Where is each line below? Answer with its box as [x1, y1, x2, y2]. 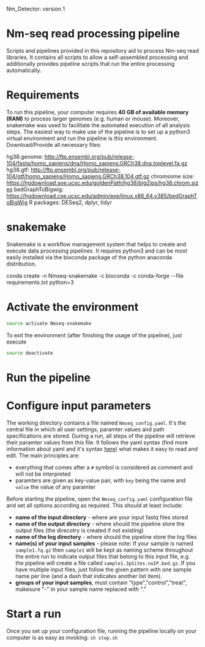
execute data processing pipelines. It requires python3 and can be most [6, 247, 188, 254]
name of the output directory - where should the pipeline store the [15, 520, 185, 527]
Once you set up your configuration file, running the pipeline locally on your [6, 627, 197, 635]
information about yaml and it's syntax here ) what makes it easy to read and [6, 445, 198, 452]
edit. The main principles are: [6, 452, 80, 459]
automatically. [6, 66, 42, 74]
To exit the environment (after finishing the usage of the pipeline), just [6, 331, 182, 339]
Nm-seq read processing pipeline [6, 27, 181, 41]
